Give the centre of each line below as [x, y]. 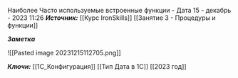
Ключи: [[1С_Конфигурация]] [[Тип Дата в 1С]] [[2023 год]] [97, 66]
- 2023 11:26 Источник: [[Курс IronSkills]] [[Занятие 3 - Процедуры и [112, 18]
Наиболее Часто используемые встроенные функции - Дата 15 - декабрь [119, 10]
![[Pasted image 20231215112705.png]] [64, 53]
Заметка [21, 39]
